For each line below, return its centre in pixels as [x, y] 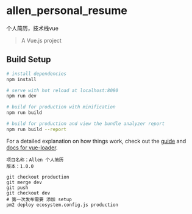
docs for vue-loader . [32, 148]
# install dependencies [37, 74]
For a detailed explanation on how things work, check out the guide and [96, 141]
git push [17, 187]
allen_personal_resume [67, 11]
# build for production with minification [61, 107]
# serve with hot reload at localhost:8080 [62, 90]
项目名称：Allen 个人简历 [35, 160]
